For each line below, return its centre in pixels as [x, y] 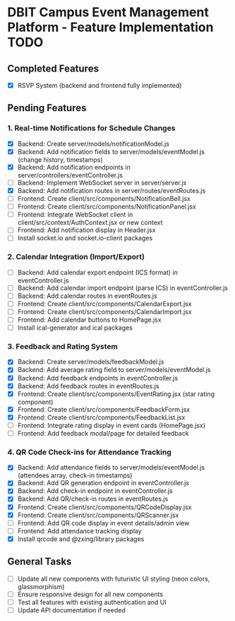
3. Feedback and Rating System [63, 347]
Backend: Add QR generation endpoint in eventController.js [103, 483]
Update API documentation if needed [71, 610]
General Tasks [40, 562]
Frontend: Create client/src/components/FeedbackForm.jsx [104, 409]
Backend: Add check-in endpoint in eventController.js [95, 491]
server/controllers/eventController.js [70, 175]
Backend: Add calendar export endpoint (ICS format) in [98, 272]
